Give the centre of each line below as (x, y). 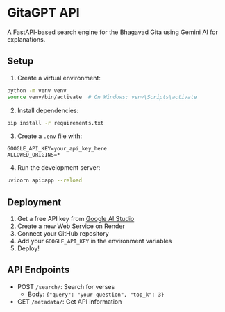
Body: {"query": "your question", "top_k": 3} (96, 294)
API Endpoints (39, 270)
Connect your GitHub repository (63, 234)
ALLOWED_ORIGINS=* (34, 155)
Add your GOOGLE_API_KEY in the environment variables (94, 241)
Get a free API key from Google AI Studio (76, 219)
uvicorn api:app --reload (44, 181)
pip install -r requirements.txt (56, 123)
